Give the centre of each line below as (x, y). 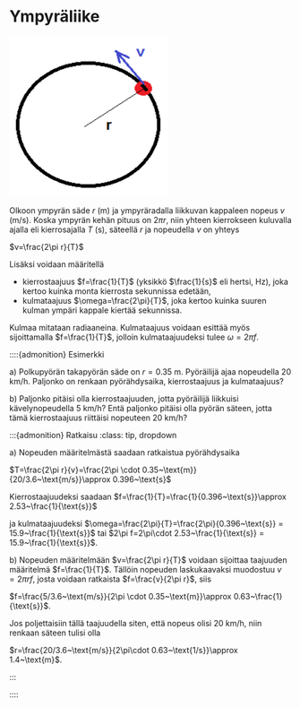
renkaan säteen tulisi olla (55, 633)
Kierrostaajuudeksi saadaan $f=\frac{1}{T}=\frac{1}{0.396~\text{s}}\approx (148, 496)
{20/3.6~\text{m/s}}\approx (60, 479)
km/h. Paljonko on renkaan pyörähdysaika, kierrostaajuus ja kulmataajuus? (146, 381)
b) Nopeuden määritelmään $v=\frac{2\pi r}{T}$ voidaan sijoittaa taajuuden (148, 560)
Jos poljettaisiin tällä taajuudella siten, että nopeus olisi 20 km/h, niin (136, 623)
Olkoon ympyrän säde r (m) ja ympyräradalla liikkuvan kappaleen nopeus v (147, 210)
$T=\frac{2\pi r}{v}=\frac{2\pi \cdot (75, 470)
